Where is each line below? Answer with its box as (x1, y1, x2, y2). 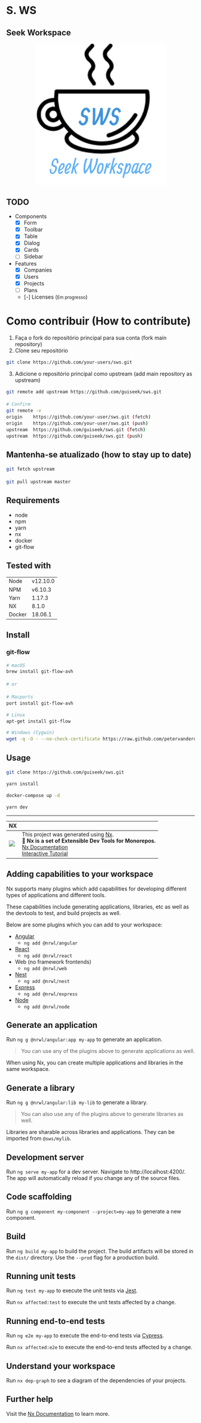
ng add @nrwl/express (23, 991, 78, 997)
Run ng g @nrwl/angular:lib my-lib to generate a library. (6, 1099, 148, 1106)
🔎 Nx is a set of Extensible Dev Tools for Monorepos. (22, 837, 156, 844)
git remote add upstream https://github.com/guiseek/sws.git (6, 389, 162, 395)
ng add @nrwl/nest (23, 978, 70, 984)
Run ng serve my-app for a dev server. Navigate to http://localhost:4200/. (6, 1168, 186, 1175)
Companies (23, 266, 53, 273)
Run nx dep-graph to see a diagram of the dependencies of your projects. (6, 1377, 187, 1384)
